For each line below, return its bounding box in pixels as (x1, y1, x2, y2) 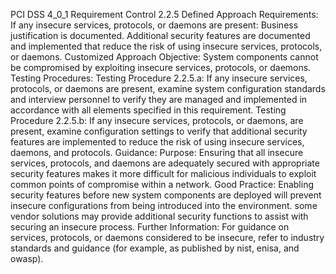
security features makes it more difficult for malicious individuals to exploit (10, 168, 317, 179)
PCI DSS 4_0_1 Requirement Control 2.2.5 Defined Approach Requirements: (10, 9, 319, 20)
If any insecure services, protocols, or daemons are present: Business (10, 19, 299, 31)
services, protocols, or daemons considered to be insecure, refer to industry (10, 232, 325, 243)
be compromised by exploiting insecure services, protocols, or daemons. (10, 62, 312, 73)
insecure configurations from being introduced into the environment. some (10, 200, 318, 211)
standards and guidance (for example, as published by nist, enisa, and (10, 242, 300, 254)
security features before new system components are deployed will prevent (10, 189, 322, 201)
